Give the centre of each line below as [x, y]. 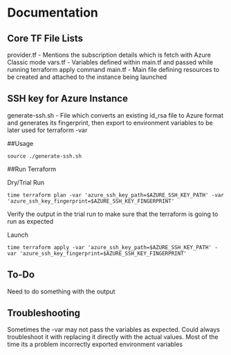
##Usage [20, 143]
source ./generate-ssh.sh [44, 156]
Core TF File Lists [45, 38]
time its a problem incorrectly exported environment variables [95, 345]
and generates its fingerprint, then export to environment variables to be [110, 122]
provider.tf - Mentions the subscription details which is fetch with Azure [109, 55]
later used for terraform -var [47, 130]
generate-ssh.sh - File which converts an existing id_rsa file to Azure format [115, 115]
